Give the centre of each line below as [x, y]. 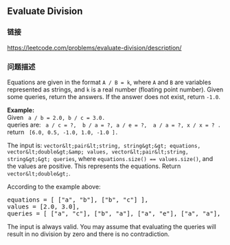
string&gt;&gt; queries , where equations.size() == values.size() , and [110, 158]
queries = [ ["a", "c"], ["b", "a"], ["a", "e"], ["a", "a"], [114, 213]
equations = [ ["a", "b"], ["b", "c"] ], [78, 200]
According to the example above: [54, 187]
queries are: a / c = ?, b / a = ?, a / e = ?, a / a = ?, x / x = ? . [114, 125]
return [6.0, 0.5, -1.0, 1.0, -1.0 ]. [63, 132]
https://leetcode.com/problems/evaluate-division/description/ [94, 47]
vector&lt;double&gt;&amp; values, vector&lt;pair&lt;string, [98, 152]
